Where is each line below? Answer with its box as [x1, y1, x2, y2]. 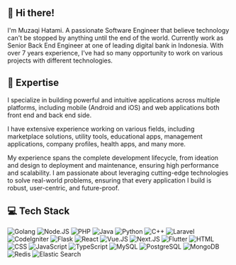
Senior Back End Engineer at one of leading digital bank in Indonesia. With [7, 40, 224, 50]
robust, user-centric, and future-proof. [7, 183, 120, 192]
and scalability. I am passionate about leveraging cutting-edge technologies [7, 168, 229, 177]
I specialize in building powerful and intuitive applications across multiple [7, 95, 221, 104]
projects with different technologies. [7, 56, 113, 65]
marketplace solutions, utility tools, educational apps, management [7, 132, 203, 141]
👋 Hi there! [7, 7, 55, 19]
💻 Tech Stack [7, 205, 70, 217]
